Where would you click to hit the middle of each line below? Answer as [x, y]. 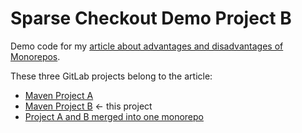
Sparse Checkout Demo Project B [151, 18]
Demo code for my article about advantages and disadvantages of [147, 46]
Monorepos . [35, 56]
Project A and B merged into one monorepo [114, 116]
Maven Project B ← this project [88, 106]
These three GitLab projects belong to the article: [111, 76]
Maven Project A [59, 95]
